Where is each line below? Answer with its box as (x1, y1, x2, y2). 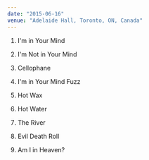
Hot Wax (17, 91, 43, 99)
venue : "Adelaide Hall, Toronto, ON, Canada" (7, 17, 143, 24)
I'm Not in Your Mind (17, 50, 77, 59)
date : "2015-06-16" (7, 10, 65, 18)
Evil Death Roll (17, 132, 60, 140)
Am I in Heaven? (17, 145, 65, 154)
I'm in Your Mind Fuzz (17, 77, 81, 85)
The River (17, 118, 46, 127)
